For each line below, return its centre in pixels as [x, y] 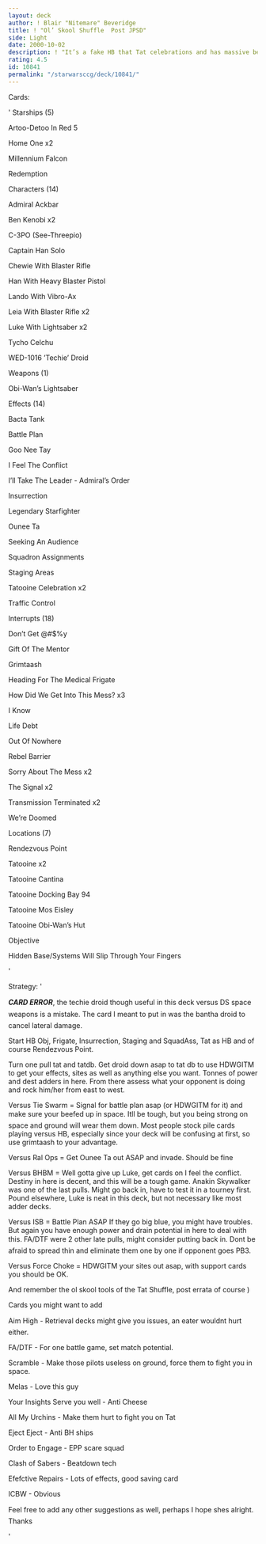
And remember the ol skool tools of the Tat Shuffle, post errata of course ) [129, 1289]
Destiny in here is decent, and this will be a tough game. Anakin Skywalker [129, 1181]
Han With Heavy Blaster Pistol [57, 281]
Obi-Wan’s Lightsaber [44, 388]
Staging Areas [31, 572]
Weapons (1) [28, 373]
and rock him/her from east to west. [66, 1090]
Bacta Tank [27, 419]
